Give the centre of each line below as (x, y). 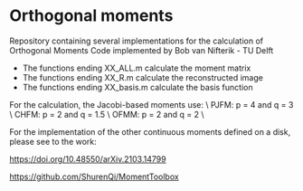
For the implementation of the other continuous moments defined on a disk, (150, 131)
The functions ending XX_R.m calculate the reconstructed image (143, 77)
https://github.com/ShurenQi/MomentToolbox (94, 177)
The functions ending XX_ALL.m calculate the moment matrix (137, 68)
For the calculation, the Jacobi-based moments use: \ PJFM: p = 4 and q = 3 (151, 104)
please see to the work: (53, 141)
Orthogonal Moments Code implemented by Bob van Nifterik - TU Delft (142, 50)
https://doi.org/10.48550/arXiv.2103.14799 (88, 158)
